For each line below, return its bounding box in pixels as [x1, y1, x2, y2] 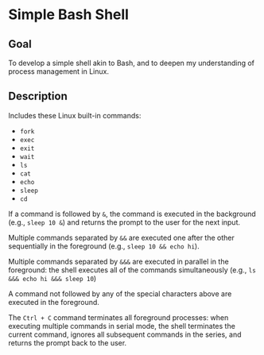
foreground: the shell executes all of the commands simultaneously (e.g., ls [8, 264, 256, 275]
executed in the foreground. [8, 297, 99, 307]
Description [8, 90, 68, 103]
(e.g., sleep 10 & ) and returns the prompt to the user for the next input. [8, 217, 241, 227]
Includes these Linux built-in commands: [8, 110, 142, 120]
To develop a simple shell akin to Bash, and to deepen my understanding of [8, 58, 255, 68]
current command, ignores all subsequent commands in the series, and [8, 330, 242, 339]
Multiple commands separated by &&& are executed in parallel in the [8, 257, 229, 266]
